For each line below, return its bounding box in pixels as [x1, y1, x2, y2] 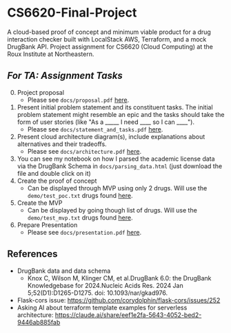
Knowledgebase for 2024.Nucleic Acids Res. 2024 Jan [27, 281, 184, 289]
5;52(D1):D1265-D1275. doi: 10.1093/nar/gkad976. [27, 289, 168, 297]
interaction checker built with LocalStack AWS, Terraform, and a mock [7, 35, 207, 43]
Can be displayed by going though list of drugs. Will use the [27, 206, 198, 214]
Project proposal [17, 88, 64, 96]
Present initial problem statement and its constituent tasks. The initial [17, 102, 213, 111]
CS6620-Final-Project [7, 5, 137, 21]
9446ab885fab [17, 318, 61, 326]
